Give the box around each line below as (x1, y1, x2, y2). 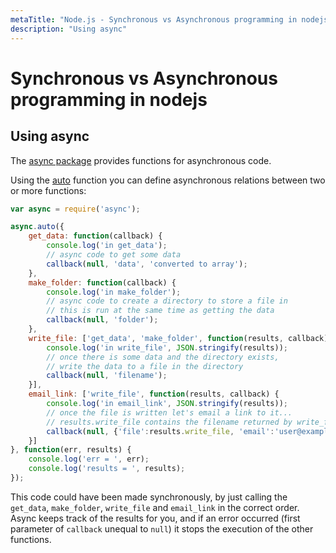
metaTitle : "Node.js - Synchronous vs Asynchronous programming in (10, 14, 298, 25)
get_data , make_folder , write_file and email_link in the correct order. (10, 501, 300, 513)
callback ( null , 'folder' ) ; (46, 315, 159, 325)
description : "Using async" (10, 24, 128, 34)
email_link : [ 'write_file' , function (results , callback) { (28, 389, 280, 400)
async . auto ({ (10, 222, 65, 232)
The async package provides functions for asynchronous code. (10, 154, 272, 166)
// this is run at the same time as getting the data (46, 306, 275, 316)
